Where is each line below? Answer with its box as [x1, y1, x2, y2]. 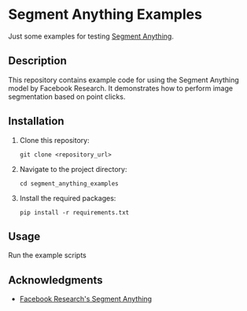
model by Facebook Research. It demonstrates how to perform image [8, 83, 234, 93]
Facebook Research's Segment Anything [19, 295, 152, 304]
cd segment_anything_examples [19, 179, 120, 188]
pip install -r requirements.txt [19, 208, 130, 217]
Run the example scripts [8, 251, 87, 260]
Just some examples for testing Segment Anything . [8, 31, 175, 41]
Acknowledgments [8, 273, 104, 287]
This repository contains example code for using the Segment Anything [8, 75, 240, 84]
